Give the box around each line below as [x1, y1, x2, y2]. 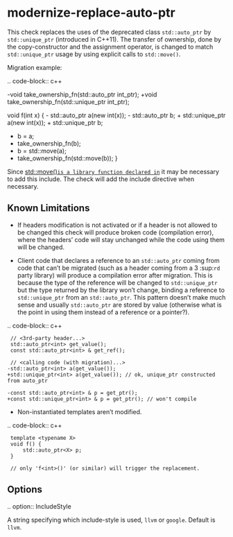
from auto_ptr [7, 377, 49, 384]
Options [7, 484, 43, 495]
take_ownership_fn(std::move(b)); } [17, 154, 118, 162]
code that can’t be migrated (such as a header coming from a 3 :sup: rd [17, 264, 221, 272]
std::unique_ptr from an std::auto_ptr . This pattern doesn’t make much [17, 293, 226, 301]
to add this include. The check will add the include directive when [7, 175, 195, 183]
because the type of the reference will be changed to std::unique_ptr [17, 278, 218, 287]
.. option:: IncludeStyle [7, 502, 71, 511]
